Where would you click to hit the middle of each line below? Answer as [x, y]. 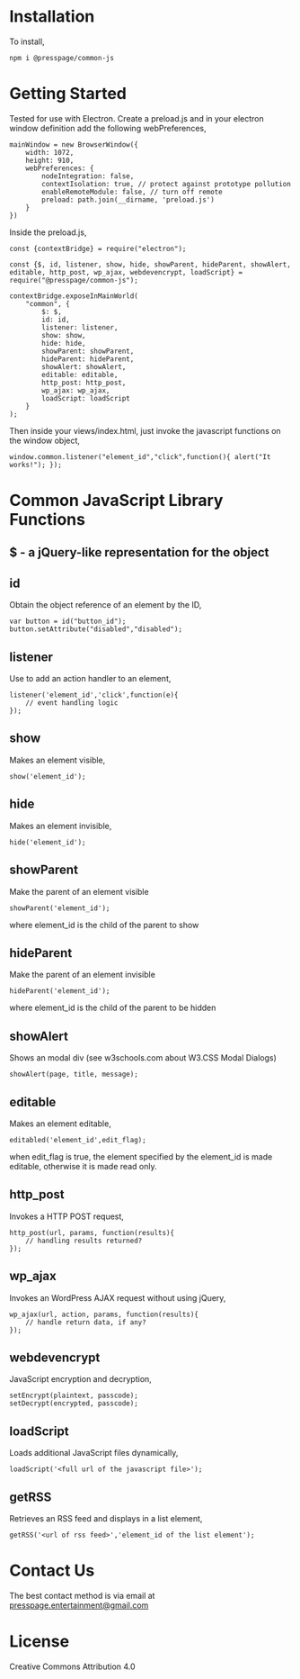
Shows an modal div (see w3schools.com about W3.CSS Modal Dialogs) [143, 1058]
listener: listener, [80, 327]
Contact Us [52, 1571]
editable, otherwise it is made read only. [83, 1166]
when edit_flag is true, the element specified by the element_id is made [141, 1156]
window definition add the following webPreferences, [108, 128]
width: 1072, [50, 152]
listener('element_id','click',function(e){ [94, 695]
